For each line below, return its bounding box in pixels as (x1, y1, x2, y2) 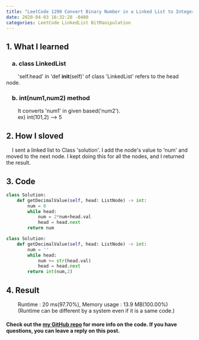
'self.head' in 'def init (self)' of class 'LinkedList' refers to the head (17, 73, 179, 80)
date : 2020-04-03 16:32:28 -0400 (6, 14, 89, 20)
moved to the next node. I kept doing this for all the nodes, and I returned (6, 153, 185, 160)
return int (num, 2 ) (27, 269, 73, 275)
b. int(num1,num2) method (11, 94, 90, 102)
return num (27, 225, 54, 231)
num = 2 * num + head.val (37, 214, 92, 220)
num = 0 (27, 203, 46, 209)
